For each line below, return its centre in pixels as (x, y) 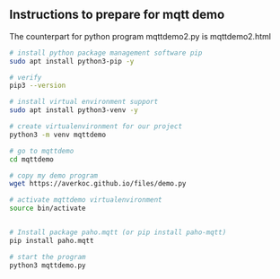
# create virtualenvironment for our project (96, 126)
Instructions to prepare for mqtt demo (117, 15)
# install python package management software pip (106, 53)
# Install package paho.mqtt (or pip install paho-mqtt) (118, 232)
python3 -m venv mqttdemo (57, 135)
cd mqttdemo (31, 159)
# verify (26, 77)
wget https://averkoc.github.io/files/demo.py (98, 184)
